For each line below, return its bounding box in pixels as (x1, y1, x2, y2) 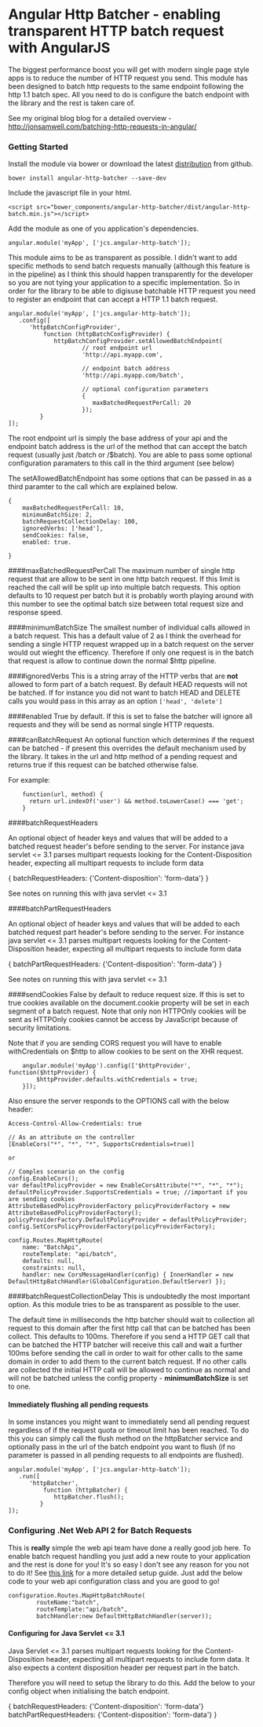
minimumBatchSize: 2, (22, 511, 93, 519)
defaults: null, (22, 1258, 76, 1265)
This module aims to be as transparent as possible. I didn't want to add (8, 253, 237, 262)
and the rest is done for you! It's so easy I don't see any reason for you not (8, 1560, 250, 1569)
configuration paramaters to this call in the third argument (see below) (8, 458, 235, 468)
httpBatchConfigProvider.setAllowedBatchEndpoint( (53, 338, 223, 345)
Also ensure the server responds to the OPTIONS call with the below (8, 1097, 230, 1106)
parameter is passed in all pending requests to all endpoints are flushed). (8, 1451, 245, 1460)
